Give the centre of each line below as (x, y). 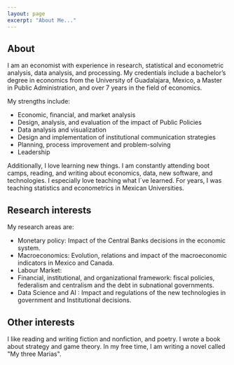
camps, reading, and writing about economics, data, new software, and (110, 173)
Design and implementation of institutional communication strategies (116, 137)
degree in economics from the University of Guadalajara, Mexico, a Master (115, 81)
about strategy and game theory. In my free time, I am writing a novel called (116, 346)
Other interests (41, 322)
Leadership (34, 152)
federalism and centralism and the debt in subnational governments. (116, 285)
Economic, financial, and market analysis (76, 115)
